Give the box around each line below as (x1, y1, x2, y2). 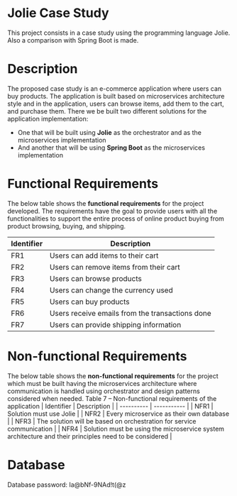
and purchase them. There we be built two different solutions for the (7, 106, 207, 115)
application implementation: (7, 114, 89, 123)
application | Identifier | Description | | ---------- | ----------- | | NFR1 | (7, 402, 214, 410)
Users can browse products (49, 273, 142, 283)
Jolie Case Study (7, 5, 109, 21)
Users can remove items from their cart (49, 262, 180, 272)
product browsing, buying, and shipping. (7, 221, 126, 230)
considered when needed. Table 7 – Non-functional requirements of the (7, 394, 217, 402)
